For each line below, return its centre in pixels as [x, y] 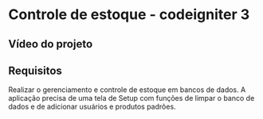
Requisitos [35, 70]
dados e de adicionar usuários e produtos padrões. [92, 107]
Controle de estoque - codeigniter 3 [129, 15]
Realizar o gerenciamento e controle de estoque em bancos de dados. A [127, 90]
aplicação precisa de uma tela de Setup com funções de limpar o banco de [131, 98]
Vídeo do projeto [51, 44]
